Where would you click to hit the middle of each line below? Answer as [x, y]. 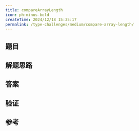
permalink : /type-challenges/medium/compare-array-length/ [70, 24]
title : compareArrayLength [34, 10]
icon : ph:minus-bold [27, 15]
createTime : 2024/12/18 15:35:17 [41, 19]
